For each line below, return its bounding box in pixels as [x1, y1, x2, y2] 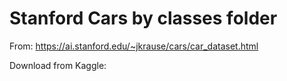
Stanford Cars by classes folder [9, 7, 278, 30]
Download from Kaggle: [9, 59, 107, 71]
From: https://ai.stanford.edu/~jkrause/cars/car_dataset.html [9, 40, 259, 52]
